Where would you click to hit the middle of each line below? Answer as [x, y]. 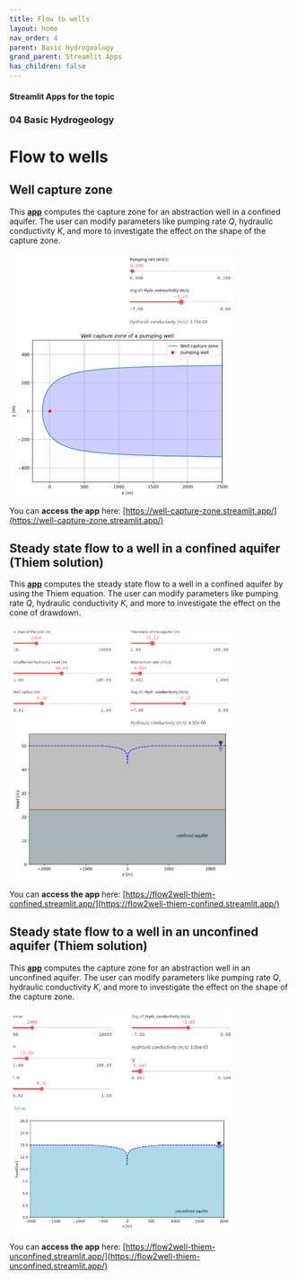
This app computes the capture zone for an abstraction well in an [130, 968]
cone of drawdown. [45, 613]
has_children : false [48, 67]
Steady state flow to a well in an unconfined [134, 932]
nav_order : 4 [34, 38]
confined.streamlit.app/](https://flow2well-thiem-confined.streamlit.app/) [144, 903]
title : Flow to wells [50, 19]
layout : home [34, 28]
